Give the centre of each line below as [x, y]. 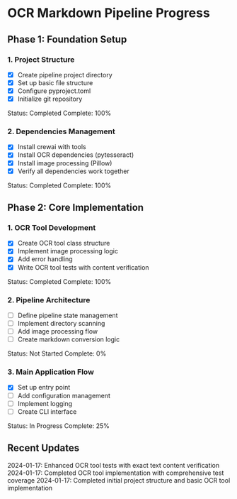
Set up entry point [44, 388]
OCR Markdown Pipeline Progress [109, 13]
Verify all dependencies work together [73, 171]
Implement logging [45, 403]
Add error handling [45, 259]
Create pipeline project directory [65, 75]
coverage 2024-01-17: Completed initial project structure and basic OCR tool [119, 480]
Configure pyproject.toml [54, 91]
